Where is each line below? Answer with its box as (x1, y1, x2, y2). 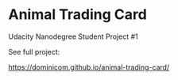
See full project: (8, 47, 60, 56)
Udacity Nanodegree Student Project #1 (8, 32, 138, 41)
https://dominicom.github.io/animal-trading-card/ (8, 62, 170, 72)
